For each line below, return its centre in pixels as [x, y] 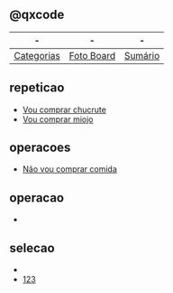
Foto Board [92, 55]
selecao [32, 248]
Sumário [142, 55]
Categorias [37, 55]
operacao [37, 198]
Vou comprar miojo [58, 119]
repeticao [37, 88]
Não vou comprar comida [69, 169]
